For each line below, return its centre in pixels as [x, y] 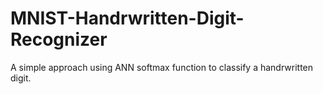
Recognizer [59, 39]
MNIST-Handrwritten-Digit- [127, 18]
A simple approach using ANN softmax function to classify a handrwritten [162, 67]
